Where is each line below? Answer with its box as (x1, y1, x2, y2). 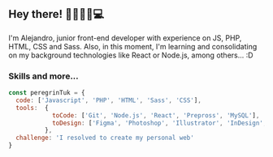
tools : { (15, 104, 49, 112)
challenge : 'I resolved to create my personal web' (15, 134, 195, 142)
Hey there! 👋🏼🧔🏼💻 (8, 7, 105, 21)
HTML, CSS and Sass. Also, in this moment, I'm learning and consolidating (8, 41, 258, 51)
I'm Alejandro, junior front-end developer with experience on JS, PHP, (8, 32, 242, 43)
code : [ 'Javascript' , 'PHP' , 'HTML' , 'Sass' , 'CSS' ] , (15, 96, 201, 104)
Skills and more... (8, 70, 79, 82)
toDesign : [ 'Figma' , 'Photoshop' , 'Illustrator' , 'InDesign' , (51, 119, 267, 127)
